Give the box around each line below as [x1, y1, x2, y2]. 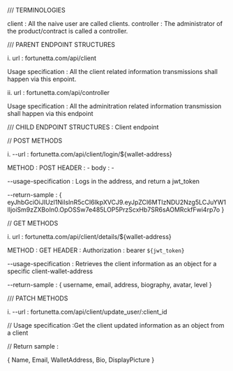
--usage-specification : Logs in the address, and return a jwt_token [7, 177, 200, 185]
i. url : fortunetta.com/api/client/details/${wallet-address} [7, 233, 172, 240]
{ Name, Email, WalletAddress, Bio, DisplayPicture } [7, 356, 155, 364]
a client [7, 328, 29, 337]
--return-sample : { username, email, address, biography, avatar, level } [7, 281, 212, 289]
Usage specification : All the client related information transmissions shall [7, 68, 218, 75]
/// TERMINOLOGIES [7, 6, 66, 14]
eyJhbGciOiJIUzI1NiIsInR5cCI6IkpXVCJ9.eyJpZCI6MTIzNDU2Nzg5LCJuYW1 [7, 198, 227, 206]
